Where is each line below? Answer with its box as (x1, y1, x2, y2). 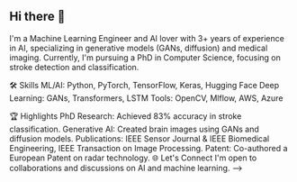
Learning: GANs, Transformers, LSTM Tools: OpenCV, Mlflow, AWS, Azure (9, 92, 283, 104)
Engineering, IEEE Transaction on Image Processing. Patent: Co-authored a (9, 142, 288, 153)
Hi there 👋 (9, 9, 66, 24)
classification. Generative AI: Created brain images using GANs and (9, 123, 259, 134)
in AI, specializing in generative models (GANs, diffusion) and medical (9, 42, 268, 53)
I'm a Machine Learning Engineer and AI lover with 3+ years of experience (9, 32, 285, 43)
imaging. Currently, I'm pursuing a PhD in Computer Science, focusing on (9, 51, 282, 63)
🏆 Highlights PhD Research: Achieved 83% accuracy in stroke (9, 110, 242, 122)
